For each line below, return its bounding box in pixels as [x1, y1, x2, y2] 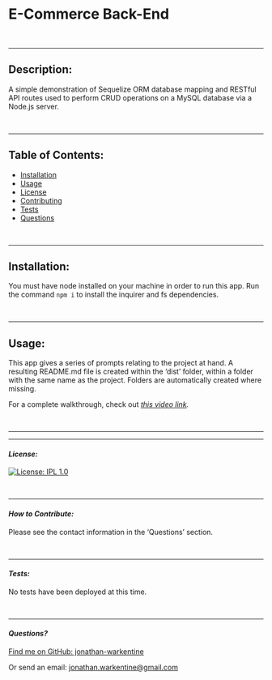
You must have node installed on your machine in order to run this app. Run [8, 281, 260, 291]
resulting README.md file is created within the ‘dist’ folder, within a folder [8, 366, 253, 377]
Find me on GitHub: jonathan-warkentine [8, 647, 144, 656]
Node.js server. [8, 101, 59, 111]
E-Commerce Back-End [8, 5, 170, 24]
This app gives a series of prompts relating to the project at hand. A [8, 358, 233, 368]
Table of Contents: [8, 148, 104, 162]
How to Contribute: [8, 508, 74, 519]
